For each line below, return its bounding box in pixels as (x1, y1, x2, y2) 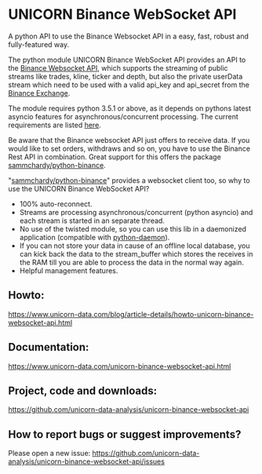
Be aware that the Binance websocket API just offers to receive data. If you (8, 135, 250, 144)
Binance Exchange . (8, 88, 71, 97)
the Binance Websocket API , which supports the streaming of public (8, 63, 229, 72)
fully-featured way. (8, 39, 69, 49)
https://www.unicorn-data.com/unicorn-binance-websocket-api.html (8, 361, 231, 370)
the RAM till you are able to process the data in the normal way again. (19, 257, 245, 267)
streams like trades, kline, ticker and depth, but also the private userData (8, 71, 243, 81)
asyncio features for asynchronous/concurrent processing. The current (8, 111, 239, 121)
